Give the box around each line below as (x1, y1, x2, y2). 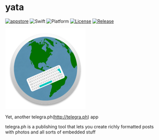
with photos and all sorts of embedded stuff (5, 129, 96, 135)
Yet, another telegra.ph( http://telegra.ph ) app (5, 114, 99, 120)
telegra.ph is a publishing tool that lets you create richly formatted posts (5, 123, 154, 129)
